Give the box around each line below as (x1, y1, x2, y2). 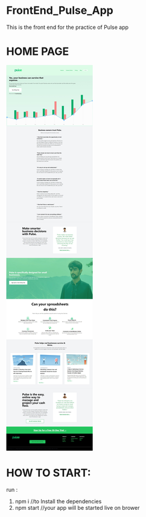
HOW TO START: (6, 466, 92, 480)
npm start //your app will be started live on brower (14, 504, 140, 511)
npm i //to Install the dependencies (14, 498, 102, 505)
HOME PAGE (6, 45, 69, 58)
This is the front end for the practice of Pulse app (6, 23, 129, 31)
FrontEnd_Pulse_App (6, 4, 113, 17)
